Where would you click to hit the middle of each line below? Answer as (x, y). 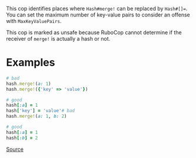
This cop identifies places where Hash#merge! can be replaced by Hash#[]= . (97, 9)
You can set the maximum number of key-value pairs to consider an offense (98, 15)
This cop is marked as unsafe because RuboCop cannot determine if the (94, 32)
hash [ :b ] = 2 (22, 138)
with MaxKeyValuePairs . (34, 21)
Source (15, 149)
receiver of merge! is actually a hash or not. (58, 39)
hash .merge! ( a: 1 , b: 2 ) (36, 116)
